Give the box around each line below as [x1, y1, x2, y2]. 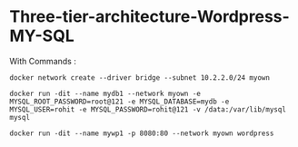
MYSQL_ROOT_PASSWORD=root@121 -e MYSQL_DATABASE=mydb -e [9, 97, 230, 106]
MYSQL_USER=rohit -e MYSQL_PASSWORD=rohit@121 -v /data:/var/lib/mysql [9, 104, 286, 114]
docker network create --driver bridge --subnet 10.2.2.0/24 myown [9, 73, 271, 83]
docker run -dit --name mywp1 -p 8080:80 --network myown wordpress [9, 129, 274, 138]
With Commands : [9, 55, 77, 66]
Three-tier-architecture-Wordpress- [9, 6, 291, 27]
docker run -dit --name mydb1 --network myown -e [9, 89, 202, 98]
